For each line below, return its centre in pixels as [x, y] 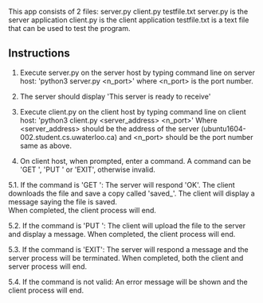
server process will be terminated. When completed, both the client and [126, 258]
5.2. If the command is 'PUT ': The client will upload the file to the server [127, 225]
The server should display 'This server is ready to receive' [115, 96]
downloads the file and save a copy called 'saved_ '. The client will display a [131, 193]
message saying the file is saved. [63, 201]
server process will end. [48, 266]
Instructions [39, 54]
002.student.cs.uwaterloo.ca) [69, 137]
